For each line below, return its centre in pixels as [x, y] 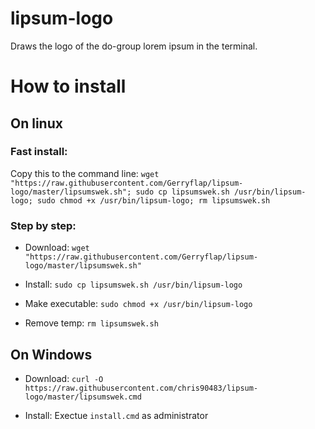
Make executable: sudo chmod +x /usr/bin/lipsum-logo [138, 304]
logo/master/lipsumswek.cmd [83, 397]
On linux [36, 123]
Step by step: [43, 225]
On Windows [51, 354]
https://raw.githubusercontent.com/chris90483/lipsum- [141, 388]
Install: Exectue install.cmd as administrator [116, 415]
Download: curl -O [64, 378]
